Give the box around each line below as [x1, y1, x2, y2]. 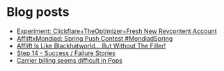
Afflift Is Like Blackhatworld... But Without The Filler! [16, 41, 166, 50]
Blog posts [6, 4, 70, 20]
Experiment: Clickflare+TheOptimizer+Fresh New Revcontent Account [16, 27, 217, 35]
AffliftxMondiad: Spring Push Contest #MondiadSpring [16, 34, 173, 42]
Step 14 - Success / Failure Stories [16, 49, 116, 57]
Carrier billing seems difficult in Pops [16, 56, 123, 64]
